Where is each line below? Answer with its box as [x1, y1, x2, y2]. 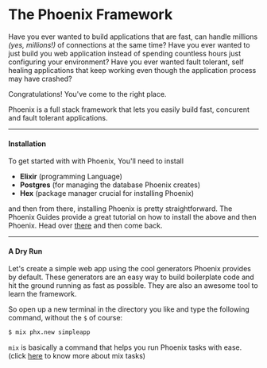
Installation [8, 139, 46, 148]
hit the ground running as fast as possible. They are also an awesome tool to [8, 281, 258, 290]
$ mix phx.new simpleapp [8, 328, 91, 336]
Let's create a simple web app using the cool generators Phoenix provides [8, 264, 252, 274]
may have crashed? [8, 74, 73, 83]
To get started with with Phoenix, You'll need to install [8, 156, 184, 166]
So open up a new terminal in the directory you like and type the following [8, 305, 250, 314]
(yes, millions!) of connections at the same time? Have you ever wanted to [8, 40, 250, 49]
